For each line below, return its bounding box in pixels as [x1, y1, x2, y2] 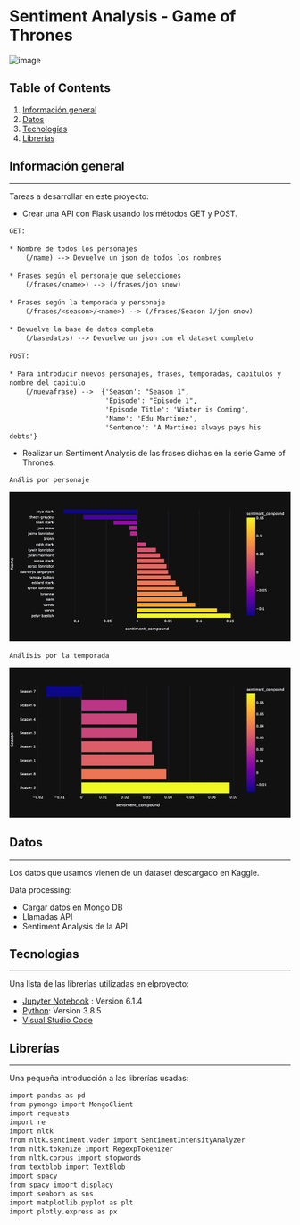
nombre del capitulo [9, 378, 87, 387]
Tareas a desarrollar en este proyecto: [9, 190, 149, 202]
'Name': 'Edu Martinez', [104, 413, 198, 423]
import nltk [9, 1127, 54, 1136]
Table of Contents [9, 80, 112, 96]
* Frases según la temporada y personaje [9, 297, 166, 307]
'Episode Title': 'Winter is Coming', [104, 404, 250, 414]
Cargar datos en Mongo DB [21, 902, 123, 912]
